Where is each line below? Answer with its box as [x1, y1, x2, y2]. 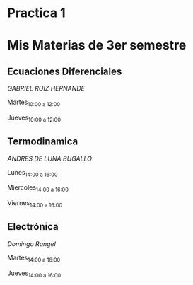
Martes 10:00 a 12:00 [7, 98, 61, 107]
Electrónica [7, 221, 59, 233]
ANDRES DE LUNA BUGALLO [7, 154, 93, 163]
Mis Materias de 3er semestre [7, 37, 187, 54]
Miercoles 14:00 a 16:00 [7, 183, 69, 194]
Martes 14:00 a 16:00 [7, 253, 61, 263]
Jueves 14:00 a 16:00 [7, 269, 62, 279]
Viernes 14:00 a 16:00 [7, 199, 63, 209]
